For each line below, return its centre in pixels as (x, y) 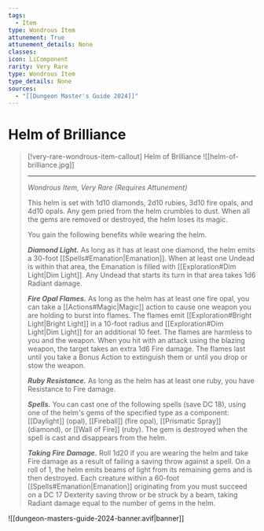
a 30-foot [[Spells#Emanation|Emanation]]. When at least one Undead (141, 258)
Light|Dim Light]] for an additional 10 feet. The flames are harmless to (140, 332)
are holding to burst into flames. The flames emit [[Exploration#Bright (139, 315)
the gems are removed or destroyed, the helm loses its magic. (127, 219)
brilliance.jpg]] (51, 165)
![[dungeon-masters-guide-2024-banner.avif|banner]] (96, 518)
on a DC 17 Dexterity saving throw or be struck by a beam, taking (132, 495)
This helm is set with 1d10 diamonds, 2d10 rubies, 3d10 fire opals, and (140, 203)
